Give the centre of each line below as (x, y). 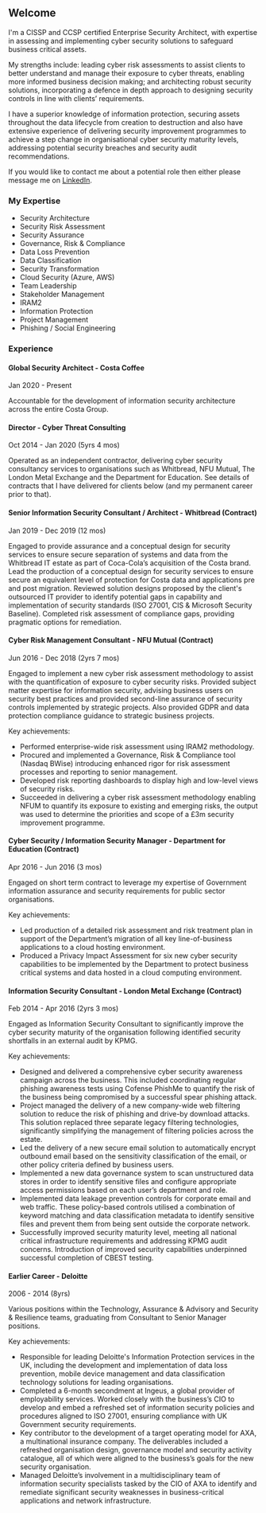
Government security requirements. (78, 1425)
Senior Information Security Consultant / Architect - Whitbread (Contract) (133, 513)
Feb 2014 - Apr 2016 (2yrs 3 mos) (64, 1009)
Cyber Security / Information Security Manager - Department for (117, 841)
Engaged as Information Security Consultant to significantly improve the (126, 1024)
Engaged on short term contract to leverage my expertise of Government (127, 882)
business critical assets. (48, 49)
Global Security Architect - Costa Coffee (77, 367)
